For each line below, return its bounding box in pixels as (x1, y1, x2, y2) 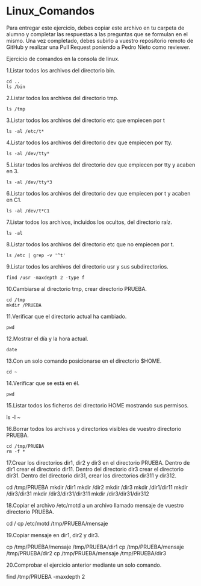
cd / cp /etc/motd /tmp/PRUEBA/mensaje (6, 520, 108, 527)
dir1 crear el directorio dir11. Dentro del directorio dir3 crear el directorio (6, 465, 184, 473)
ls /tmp (6, 106, 26, 112)
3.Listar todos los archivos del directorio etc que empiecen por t (6, 116, 165, 124)
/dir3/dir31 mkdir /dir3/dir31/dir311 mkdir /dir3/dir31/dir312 (6, 490, 149, 497)
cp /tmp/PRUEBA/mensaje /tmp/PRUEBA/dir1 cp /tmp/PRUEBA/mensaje (6, 543, 185, 550)
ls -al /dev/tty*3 (6, 179, 52, 185)
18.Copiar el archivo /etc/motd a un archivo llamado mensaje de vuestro (6, 502, 184, 509)
